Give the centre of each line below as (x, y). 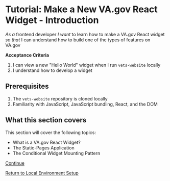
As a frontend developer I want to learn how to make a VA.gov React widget (85, 34)
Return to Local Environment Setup (42, 173)
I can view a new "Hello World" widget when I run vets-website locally (87, 65)
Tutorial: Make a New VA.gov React (82, 9)
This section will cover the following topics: (51, 132)
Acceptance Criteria (27, 55)
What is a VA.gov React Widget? (46, 142)
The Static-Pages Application (44, 148)
